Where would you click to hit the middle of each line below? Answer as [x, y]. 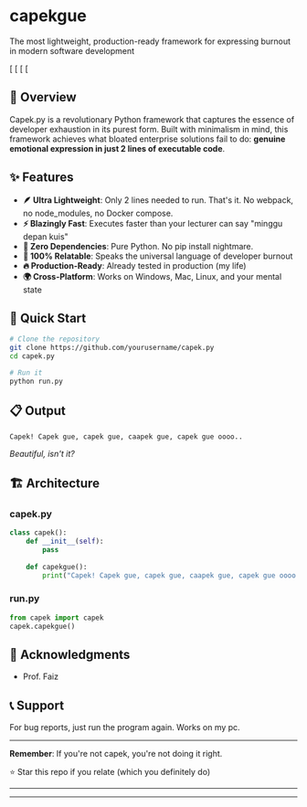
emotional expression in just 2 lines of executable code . [117, 148]
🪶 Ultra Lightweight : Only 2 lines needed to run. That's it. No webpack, [158, 200]
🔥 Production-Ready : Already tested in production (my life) [134, 265]
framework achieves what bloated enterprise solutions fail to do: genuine [148, 139]
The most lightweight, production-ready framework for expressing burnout [150, 41]
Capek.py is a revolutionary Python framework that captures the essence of [152, 119]
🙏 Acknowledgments [70, 654]
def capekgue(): [57, 567]
